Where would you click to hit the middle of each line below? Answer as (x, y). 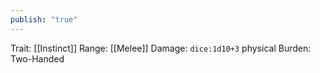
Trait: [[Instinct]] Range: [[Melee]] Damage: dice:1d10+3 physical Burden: (161, 48)
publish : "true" (44, 19)
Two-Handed (37, 58)
